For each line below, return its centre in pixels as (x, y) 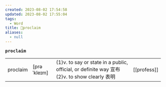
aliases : (14, 32)
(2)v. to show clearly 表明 (86, 77)
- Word (16, 23)
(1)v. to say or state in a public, (92, 62)
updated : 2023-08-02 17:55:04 (36, 14)
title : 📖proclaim (23, 28)
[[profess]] (146, 69)
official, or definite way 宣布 (88, 69)
